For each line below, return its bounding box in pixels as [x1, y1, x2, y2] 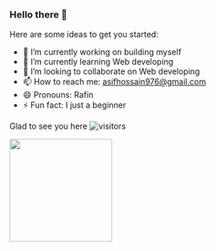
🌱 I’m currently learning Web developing [22, 57, 174, 68]
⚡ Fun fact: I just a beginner [22, 99, 127, 110]
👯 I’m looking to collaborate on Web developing [22, 66, 201, 77]
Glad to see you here [9, 120, 88, 131]
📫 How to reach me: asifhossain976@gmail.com [22, 77, 207, 88]
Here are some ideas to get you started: [9, 29, 159, 40]
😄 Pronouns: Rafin [22, 89, 94, 100]
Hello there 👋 [9, 8, 68, 21]
